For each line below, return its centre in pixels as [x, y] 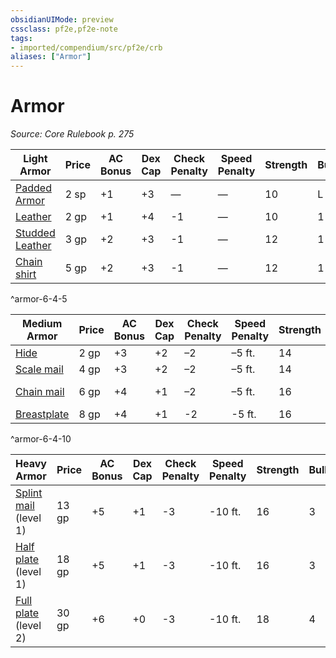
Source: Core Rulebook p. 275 [72, 134]
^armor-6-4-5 [39, 299]
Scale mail [39, 369]
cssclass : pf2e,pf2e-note [64, 29]
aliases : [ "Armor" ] [51, 57]
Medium [42, 324]
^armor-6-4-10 [41, 439]
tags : [21, 38]
